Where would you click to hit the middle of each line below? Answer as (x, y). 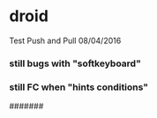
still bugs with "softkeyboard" (75, 63)
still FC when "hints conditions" (78, 87)
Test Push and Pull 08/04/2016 (65, 41)
